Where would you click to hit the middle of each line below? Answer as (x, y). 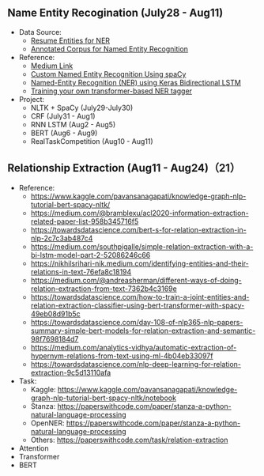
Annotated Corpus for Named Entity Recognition (109, 49)
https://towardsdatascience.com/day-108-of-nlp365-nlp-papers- (137, 322)
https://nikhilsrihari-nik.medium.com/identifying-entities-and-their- (140, 263)
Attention (34, 448)
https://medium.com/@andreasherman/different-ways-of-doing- (136, 280)
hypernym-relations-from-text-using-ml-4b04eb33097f (122, 356)
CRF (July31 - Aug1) (63, 116)
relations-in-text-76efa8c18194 (81, 271)
